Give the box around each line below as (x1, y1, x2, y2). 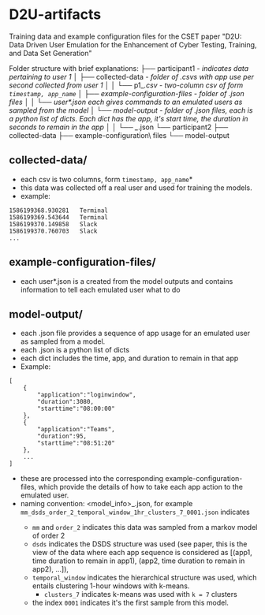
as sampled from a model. (20, 337, 106, 346)
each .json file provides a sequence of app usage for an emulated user (20, 329, 251, 338)
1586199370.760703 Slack (9, 227, 98, 235)
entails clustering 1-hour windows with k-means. (32, 581, 190, 591)
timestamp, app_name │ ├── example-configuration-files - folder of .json (9, 88, 244, 98)
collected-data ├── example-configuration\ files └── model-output (9, 130, 230, 140)
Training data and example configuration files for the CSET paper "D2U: (9, 32, 242, 41)
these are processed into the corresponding (20, 474, 164, 483)
